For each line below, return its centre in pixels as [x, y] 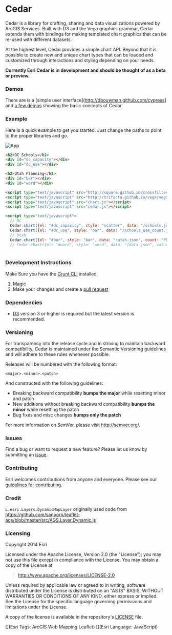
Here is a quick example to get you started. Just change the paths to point [83, 130]
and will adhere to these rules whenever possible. [58, 354]
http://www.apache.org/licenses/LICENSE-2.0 [66, 576]
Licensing [18, 533]
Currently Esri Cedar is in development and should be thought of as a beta [85, 70]
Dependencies [24, 302]
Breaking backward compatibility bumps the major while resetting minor [89, 393]
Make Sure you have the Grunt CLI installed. [52, 274]
